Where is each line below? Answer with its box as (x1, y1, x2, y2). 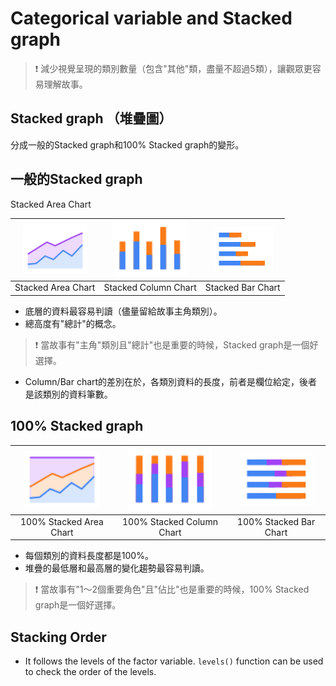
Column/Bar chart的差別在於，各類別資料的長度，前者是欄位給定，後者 (24, 375, 318, 387)
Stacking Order (10, 628, 107, 646)
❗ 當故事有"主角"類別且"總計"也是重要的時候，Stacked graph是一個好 (34, 338, 319, 351)
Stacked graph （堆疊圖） (10, 110, 173, 127)
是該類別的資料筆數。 (24, 388, 113, 400)
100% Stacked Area (19, 515, 104, 527)
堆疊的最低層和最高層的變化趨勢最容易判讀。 (24, 562, 210, 574)
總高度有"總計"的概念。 (24, 317, 122, 329)
